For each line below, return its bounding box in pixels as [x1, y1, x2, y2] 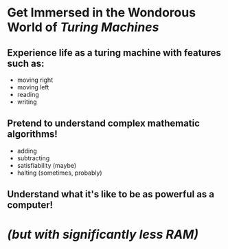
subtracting [16, 153, 50, 162]
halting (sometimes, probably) [16, 169, 102, 177]
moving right [16, 76, 54, 84]
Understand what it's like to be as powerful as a [7, 188, 215, 200]
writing [16, 98, 37, 106]
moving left [16, 83, 49, 91]
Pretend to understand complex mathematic [7, 118, 201, 129]
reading [16, 91, 39, 98]
